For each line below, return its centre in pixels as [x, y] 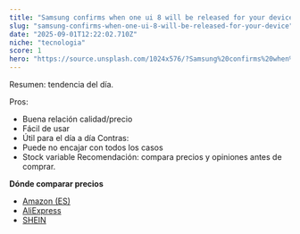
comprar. [39, 167]
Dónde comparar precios [57, 184]
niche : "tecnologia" [48, 42]
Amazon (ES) [46, 201]
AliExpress [42, 210]
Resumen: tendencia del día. [62, 84]
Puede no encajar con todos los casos [92, 147]
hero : [19, 59]
